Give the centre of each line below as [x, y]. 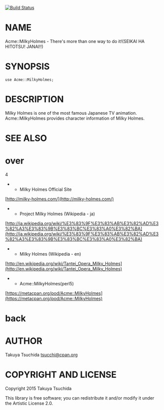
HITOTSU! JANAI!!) [24, 46]
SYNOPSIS [28, 67]
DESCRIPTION [34, 99]
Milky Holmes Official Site [46, 189]
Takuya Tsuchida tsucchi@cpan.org [41, 355]
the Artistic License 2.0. [29, 403]
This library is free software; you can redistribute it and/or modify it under [80, 398]
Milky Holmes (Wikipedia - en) [50, 254]
